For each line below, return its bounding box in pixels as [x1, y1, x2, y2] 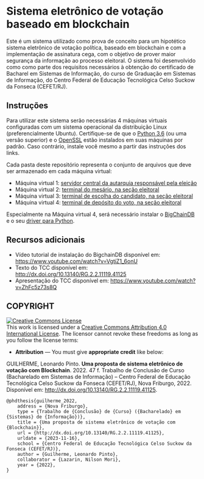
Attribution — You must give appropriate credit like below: [15, 348, 164, 356]
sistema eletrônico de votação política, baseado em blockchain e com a [6, 44, 186, 51]
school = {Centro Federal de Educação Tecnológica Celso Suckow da [17, 441, 192, 447]
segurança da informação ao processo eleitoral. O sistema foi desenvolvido [6, 57, 196, 64]
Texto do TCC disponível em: [15, 264, 88, 271]
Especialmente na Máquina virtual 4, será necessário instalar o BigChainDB [6, 211, 195, 218]
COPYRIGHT [6, 301, 55, 311]
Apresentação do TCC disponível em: [15, 276, 110, 284]
